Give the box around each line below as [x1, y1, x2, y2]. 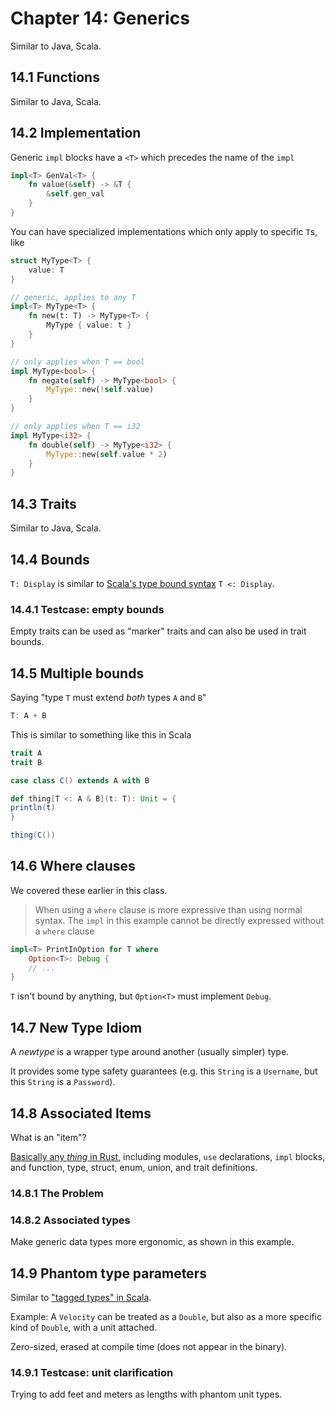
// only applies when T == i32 [10, 422, 141, 432]
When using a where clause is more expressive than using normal [34, 903, 303, 916]
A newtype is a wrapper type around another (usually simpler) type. [10, 1046, 290, 1058]
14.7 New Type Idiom [10, 1019, 143, 1036]
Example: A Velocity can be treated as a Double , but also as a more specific [10, 1311, 322, 1323]
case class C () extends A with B [10, 775, 150, 786]
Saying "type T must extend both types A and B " [10, 692, 207, 704]
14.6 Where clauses [10, 858, 136, 875]
